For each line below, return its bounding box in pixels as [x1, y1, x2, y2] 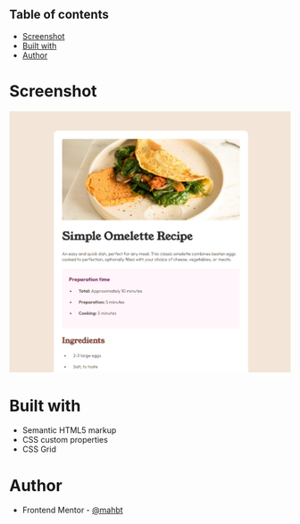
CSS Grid [21, 444, 56, 454]
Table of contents [9, 7, 109, 22]
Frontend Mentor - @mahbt [21, 504, 123, 516]
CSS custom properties [21, 435, 109, 445]
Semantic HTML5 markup [21, 425, 117, 436]
